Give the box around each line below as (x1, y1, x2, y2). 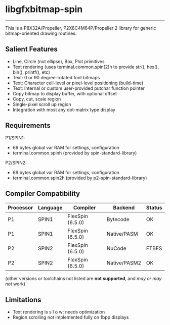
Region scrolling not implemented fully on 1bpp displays (12, 314, 129, 320)
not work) (5, 281, 26, 287)
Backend (113, 204, 135, 211)
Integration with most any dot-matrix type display (12, 106, 115, 113)
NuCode (106, 245, 126, 252)
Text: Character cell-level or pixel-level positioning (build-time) (12, 80, 144, 86)
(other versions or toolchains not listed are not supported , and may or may (5, 276, 162, 282)
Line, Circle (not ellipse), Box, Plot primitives (12, 58, 105, 64)
